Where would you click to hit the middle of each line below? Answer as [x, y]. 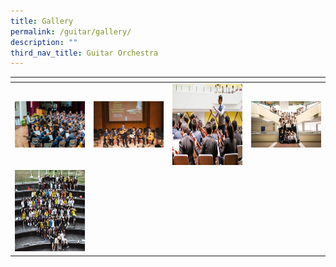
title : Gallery [42, 21]
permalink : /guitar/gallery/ [71, 31]
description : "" [44, 42]
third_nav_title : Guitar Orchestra [84, 53]
